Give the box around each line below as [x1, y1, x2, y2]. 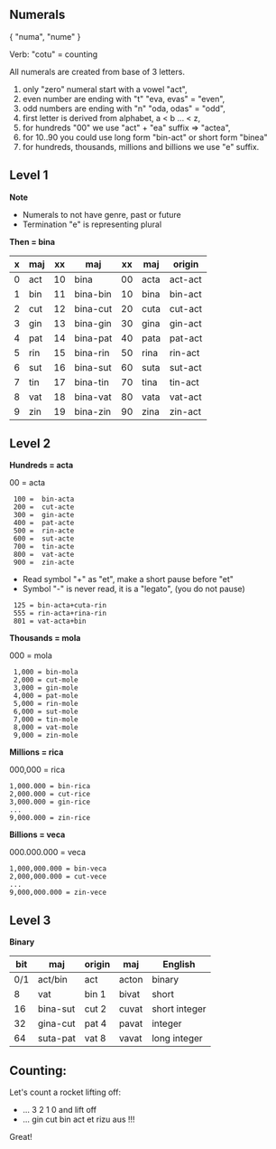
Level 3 [9, 912, 51, 928]
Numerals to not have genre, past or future [22, 209, 182, 220]
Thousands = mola [9, 633, 81, 644]
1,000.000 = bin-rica [9, 782, 91, 791]
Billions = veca [9, 829, 66, 840]
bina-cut [74, 302, 113, 315]
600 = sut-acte [13, 534, 75, 543]
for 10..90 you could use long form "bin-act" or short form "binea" [22, 131, 268, 143]
